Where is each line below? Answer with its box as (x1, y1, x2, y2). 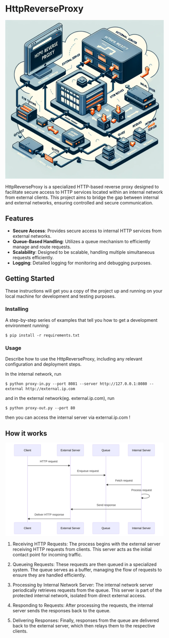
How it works (5, 429, 47, 438)
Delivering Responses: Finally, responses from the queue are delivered (12, 617, 159, 623)
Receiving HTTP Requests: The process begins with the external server (12, 541, 161, 547)
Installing (5, 306, 29, 313)
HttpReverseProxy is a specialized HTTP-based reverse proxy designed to (5, 183, 159, 189)
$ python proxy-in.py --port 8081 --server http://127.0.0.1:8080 (5, 381, 147, 387)
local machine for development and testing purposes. (5, 293, 116, 299)
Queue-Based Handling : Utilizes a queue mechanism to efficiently (12, 238, 151, 244)
